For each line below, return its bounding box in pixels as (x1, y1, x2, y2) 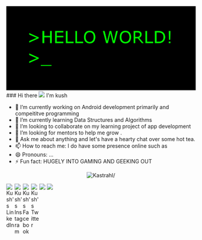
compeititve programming (14, 110, 79, 117)
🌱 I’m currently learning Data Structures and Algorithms (14, 116, 152, 124)
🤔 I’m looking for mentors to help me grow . (14, 129, 122, 136)
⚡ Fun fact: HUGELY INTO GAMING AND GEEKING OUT (14, 158, 152, 165)
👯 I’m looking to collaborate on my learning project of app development (14, 123, 191, 130)
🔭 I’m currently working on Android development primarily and (14, 104, 170, 111)
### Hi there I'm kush (6, 92, 68, 99)
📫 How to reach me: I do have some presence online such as (14, 142, 168, 150)
